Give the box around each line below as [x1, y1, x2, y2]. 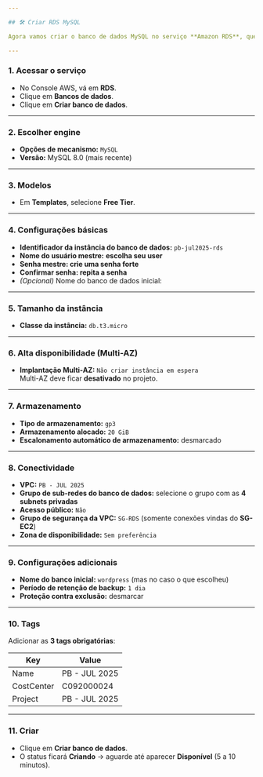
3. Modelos [8, 180, 52, 191]
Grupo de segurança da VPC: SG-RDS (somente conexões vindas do [19, 513, 239, 523]
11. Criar [8, 725, 39, 736]
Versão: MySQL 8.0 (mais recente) [19, 153, 132, 162]
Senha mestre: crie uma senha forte [19, 259, 139, 268]
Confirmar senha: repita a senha [19, 268, 128, 277]
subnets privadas [19, 496, 78, 506]
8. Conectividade [8, 462, 75, 473]
